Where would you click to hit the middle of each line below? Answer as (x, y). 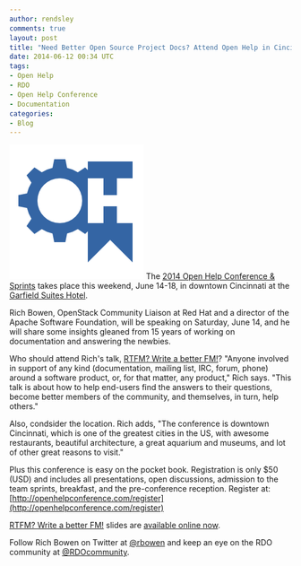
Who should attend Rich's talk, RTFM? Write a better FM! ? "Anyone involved (149, 359)
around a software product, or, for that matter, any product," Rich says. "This (150, 378)
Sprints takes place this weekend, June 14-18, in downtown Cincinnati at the (150, 286)
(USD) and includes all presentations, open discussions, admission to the (144, 479)
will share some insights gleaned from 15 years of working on (122, 332)
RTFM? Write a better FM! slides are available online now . (115, 526)
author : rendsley (42, 19)
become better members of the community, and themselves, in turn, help (144, 397)
